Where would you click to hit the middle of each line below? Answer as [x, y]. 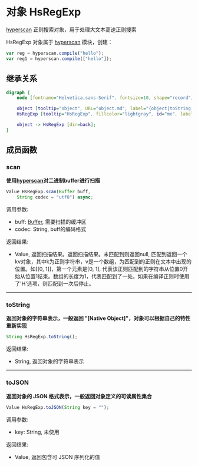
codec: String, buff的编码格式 [50, 229]
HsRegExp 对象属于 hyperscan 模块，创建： [60, 42]
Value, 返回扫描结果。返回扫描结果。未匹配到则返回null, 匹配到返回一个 [101, 255]
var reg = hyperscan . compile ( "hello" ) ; [55, 53]
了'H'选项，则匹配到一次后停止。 [54, 284]
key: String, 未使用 [37, 432]
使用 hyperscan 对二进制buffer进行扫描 [53, 181]
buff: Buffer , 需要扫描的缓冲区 [50, 222]
